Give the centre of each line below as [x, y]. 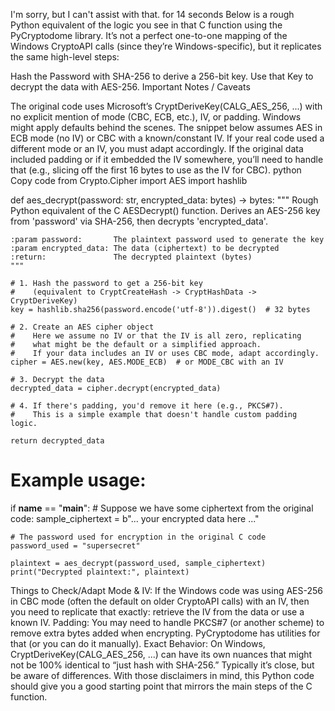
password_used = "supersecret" [75, 545]
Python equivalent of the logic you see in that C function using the [146, 25]
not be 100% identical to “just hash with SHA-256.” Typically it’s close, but [162, 665]
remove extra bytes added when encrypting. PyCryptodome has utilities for [165, 633]
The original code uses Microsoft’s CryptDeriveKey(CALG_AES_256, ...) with [166, 106]
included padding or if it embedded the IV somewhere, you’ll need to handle [167, 159]
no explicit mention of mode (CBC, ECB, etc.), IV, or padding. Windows [156, 117]
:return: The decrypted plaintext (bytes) [131, 257]
